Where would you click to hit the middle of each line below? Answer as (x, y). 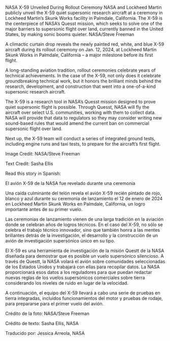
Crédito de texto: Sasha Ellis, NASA (42, 323)
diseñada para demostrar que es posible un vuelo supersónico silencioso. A (84, 256)
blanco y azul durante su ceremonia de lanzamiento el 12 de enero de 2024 (84, 198)
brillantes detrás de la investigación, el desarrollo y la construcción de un (82, 235)
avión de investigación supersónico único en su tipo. (60, 241)
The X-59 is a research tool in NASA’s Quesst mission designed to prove (81, 102)
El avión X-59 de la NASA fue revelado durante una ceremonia (70, 183)
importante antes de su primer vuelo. (44, 209)
